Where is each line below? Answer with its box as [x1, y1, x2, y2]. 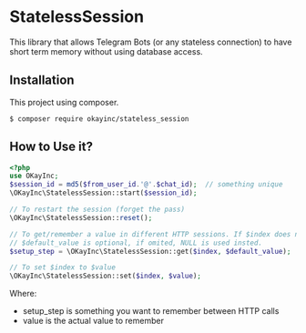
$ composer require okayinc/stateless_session [9, 114, 189, 124]
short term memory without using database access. [9, 45, 203, 56]
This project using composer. [9, 96, 119, 107]
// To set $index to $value [9, 263, 117, 272]
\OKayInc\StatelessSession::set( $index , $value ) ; [9, 271, 202, 281]
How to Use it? [9, 139, 94, 155]
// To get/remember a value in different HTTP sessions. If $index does [9, 229, 291, 238]
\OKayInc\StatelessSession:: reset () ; [9, 213, 153, 222]
